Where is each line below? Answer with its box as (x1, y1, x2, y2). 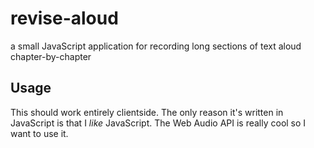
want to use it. (10, 127, 69, 139)
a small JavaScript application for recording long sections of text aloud (10, 40, 302, 52)
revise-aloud (10, 7, 119, 30)
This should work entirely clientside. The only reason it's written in (10, 106, 284, 118)
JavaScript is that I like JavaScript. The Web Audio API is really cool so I (10, 117, 307, 129)
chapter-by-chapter (10, 50, 92, 62)
